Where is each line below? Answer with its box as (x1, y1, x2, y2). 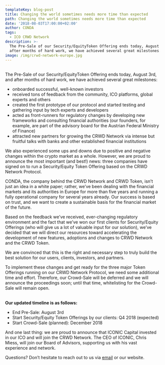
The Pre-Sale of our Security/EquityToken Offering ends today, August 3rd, (5, 72, 157, 78)
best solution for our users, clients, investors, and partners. (5, 255, 125, 261)
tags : (5, 30, 16, 35)
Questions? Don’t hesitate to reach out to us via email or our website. (5, 355, 145, 361)
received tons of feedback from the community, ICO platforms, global (12, 91, 153, 97)
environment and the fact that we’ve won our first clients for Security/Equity (5, 219, 159, 225)
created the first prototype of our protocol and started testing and (12, 102, 145, 108)
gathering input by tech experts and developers (12, 107, 109, 113)
